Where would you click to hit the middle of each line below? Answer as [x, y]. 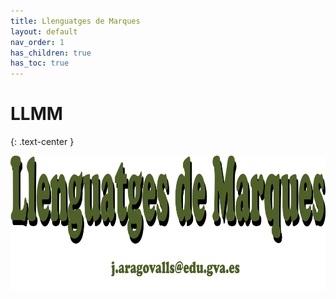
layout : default [44, 31]
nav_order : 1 [37, 42]
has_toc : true [40, 63]
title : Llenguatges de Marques [75, 21]
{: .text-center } [42, 142]
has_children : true [51, 53]
